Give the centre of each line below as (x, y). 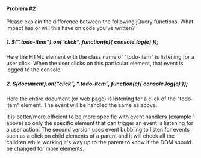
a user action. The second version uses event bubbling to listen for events (98, 130)
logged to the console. (34, 70)
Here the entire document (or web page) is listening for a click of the (91, 99)
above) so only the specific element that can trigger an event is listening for (100, 123)
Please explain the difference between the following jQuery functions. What (100, 22)
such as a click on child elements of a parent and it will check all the (91, 136)
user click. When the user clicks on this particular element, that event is (95, 64)
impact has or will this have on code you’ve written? (71, 28)
